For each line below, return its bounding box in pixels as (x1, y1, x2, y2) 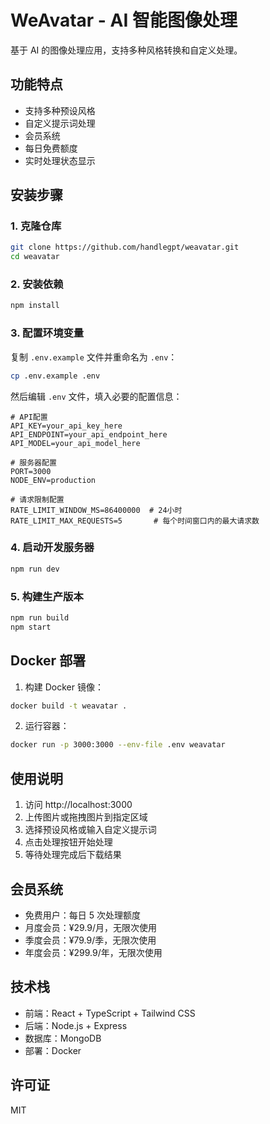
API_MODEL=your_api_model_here (10, 438, 141, 448)
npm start (10, 622, 52, 632)
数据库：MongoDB (24, 1032, 102, 1044)
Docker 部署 (10, 652, 87, 670)
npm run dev (10, 564, 60, 574)
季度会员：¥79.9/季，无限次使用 (24, 934, 157, 946)
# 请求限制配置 (10, 494, 65, 505)
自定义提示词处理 (24, 117, 96, 129)
